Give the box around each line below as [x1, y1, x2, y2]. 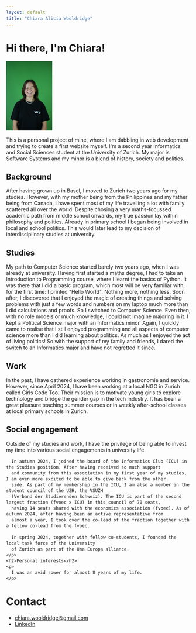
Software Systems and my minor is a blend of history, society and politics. [6, 155, 185, 162]
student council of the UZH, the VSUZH [6, 487, 104, 494]
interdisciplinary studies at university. [6, 231, 96, 238]
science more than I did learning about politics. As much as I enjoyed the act [6, 332, 190, 339]
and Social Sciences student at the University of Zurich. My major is [6, 149, 170, 156]
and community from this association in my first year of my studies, [11, 470, 187, 476]
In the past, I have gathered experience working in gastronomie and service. [6, 377, 190, 384]
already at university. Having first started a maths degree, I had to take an [6, 270, 183, 277]
